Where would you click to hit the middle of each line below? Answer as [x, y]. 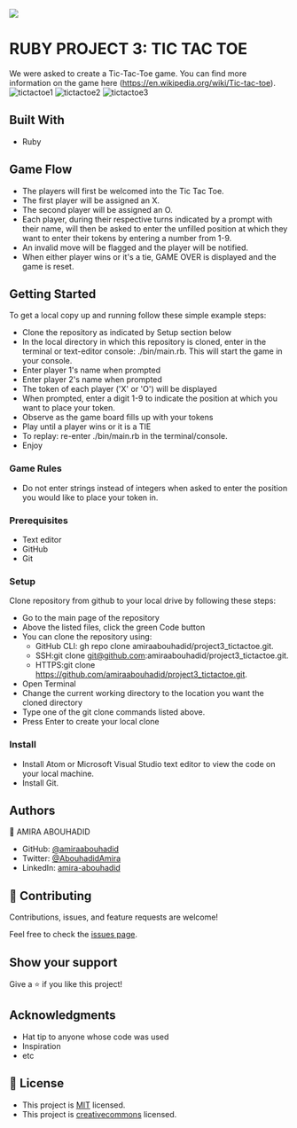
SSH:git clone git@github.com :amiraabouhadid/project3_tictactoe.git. [162, 655]
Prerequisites [39, 521]
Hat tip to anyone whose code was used [95, 1037]
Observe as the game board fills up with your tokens [117, 418]
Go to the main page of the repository [90, 618]
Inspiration [41, 1046]
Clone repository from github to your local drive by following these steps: [143, 601]
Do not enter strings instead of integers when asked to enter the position [155, 488]
